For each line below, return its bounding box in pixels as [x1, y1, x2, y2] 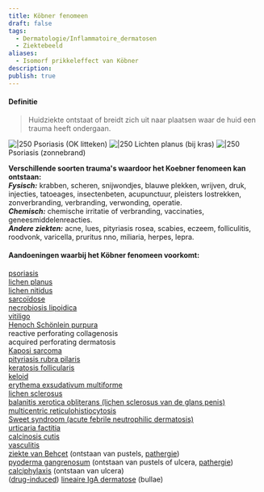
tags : [8, 27, 27, 35]
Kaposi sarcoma [8, 346, 62, 355]
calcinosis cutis [8, 431, 61, 441]
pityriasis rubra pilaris [8, 355, 81, 364]
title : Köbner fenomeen [8, 11, 89, 20]
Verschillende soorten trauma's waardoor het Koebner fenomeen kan [8, 163, 246, 173]
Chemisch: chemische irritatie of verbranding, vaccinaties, [8, 206, 204, 216]
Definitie [8, 97, 38, 107]
